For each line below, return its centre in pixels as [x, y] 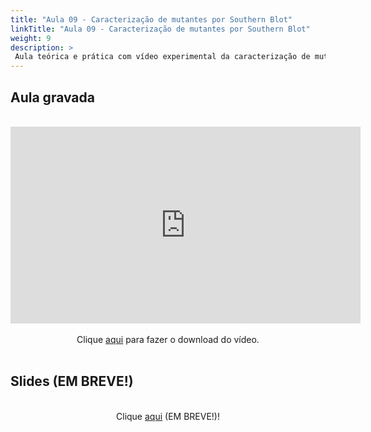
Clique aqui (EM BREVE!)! [168, 416]
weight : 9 [31, 38]
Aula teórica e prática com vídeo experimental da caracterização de [162, 57]
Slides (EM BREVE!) [72, 381]
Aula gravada [52, 97]
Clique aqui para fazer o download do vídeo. [168, 339]
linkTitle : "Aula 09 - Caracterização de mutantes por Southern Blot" [160, 29]
